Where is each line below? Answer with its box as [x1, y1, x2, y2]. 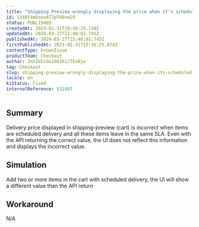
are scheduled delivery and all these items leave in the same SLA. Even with [6, 130, 191, 137]
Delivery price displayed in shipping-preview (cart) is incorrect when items [6, 124, 188, 131]
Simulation [6, 160, 47, 170]
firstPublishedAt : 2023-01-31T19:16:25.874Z [6, 42, 118, 48]
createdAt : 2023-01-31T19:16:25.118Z [6, 25, 99, 31]
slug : [6, 70, 20, 75]
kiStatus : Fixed [6, 81, 46, 87]
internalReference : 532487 [6, 86, 73, 92]
